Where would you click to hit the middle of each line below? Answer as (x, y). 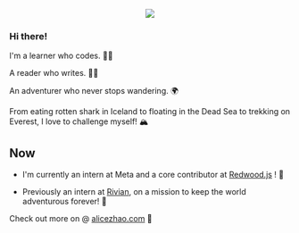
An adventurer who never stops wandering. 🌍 (94, 91)
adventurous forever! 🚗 (64, 202)
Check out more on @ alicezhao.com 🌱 (81, 219)
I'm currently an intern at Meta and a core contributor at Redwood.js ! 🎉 (153, 175)
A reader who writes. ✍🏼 (54, 73)
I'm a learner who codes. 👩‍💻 (61, 56)
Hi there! (29, 36)
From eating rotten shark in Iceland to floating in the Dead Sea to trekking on (150, 112)
